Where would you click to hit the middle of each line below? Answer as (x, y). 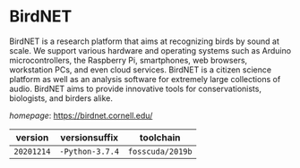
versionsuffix (90, 138)
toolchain (160, 138)
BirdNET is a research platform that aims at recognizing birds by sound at (145, 41)
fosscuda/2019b (160, 151)
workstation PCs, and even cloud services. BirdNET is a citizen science (140, 70)
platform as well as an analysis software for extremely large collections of (145, 79)
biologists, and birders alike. (61, 98)
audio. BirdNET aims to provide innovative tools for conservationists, (136, 88)
